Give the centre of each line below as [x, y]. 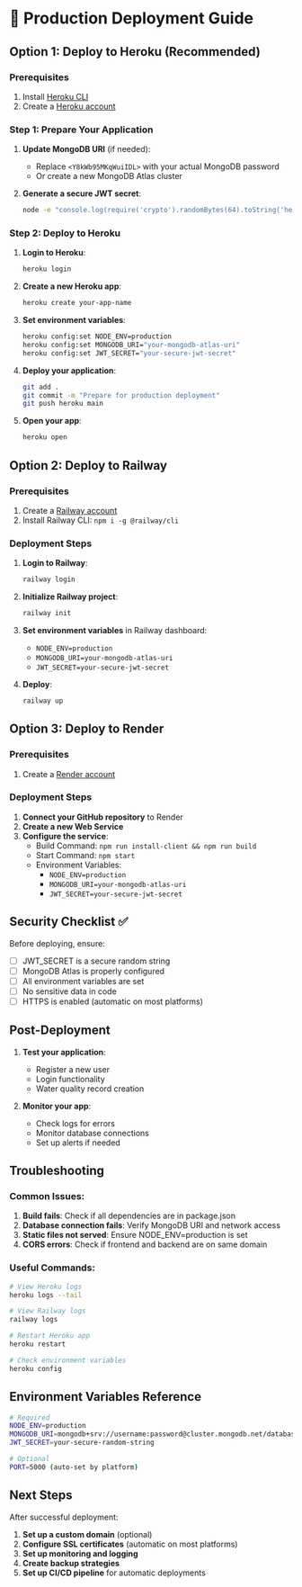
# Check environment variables [68, 1360]
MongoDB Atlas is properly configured [93, 971]
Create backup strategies [71, 1563]
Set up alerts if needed [78, 1143]
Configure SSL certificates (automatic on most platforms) [130, 1544]
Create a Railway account [70, 510]
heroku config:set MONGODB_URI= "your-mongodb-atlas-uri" [131, 345]
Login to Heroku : [54, 253]
